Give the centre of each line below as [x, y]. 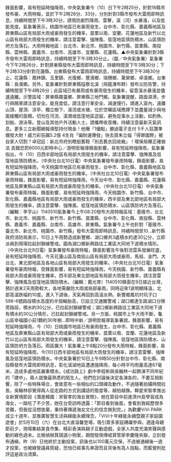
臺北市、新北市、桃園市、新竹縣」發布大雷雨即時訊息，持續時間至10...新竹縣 [85, 231]
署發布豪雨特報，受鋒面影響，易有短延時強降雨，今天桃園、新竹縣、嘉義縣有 [85, 269]
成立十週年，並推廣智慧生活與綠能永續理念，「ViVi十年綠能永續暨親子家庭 [82, 416]
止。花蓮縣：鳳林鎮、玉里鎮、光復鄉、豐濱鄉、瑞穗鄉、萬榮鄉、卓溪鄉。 [81, 78]
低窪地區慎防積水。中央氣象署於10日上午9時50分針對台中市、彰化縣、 [88, 358]
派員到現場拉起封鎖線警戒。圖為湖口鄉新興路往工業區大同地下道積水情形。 [83, 244]
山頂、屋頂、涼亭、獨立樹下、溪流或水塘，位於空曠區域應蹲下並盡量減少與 [83, 110]
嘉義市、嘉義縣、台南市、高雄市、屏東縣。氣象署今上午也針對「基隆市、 [90, 224]
